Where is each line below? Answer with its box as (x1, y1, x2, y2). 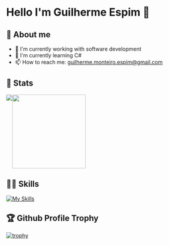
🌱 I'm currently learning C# (14, 52, 82, 59)
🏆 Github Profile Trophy (6, 213, 99, 223)
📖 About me (6, 29, 51, 40)
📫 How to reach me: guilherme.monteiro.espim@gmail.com (14, 58, 163, 66)
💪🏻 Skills (6, 179, 40, 189)
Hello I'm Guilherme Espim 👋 (6, 5, 150, 19)
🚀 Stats (6, 78, 34, 88)
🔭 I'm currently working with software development (14, 45, 142, 52)
